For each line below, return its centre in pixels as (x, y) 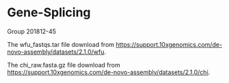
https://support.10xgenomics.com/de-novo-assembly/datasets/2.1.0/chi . (109, 72)
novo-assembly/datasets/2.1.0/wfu (56, 52)
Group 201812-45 (32, 31)
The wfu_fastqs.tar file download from (61, 44)
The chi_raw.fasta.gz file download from (64, 65)
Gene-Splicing (49, 13)
